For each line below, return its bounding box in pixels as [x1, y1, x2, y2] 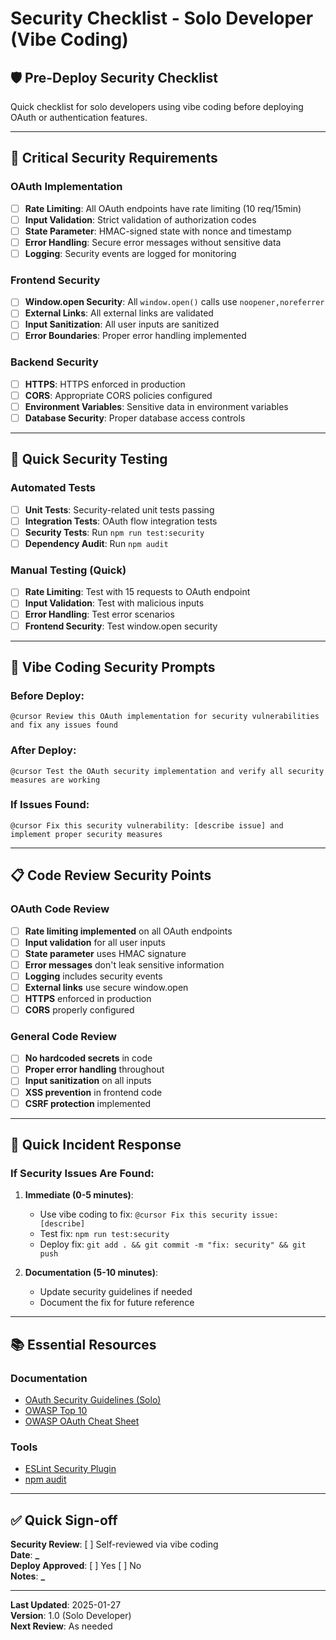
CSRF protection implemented [24, 1097, 152, 1109]
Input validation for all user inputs [24, 936, 166, 948]
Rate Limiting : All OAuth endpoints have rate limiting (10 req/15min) [24, 202, 302, 214]
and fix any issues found [10, 720, 118, 731]
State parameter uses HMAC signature [24, 947, 187, 959]
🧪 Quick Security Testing [10, 451, 168, 468]
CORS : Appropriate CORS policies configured [24, 389, 213, 401]
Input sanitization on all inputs [24, 1075, 152, 1087]
